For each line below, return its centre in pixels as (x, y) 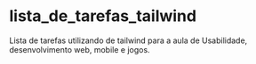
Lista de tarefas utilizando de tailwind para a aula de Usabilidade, (128, 40)
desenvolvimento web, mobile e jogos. (80, 49)
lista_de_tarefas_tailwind (103, 16)
